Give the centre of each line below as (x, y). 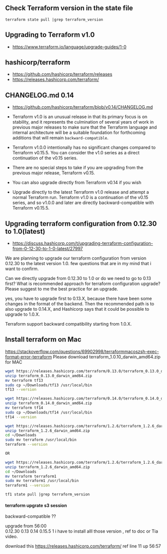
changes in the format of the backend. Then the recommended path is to (80, 304)
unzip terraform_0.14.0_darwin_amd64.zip (49, 403)
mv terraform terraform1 (31, 476)
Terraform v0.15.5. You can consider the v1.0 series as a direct (76, 153)
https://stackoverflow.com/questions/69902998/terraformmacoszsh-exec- (82, 351)
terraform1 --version (28, 485)
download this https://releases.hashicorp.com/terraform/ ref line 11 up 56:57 (83, 546)
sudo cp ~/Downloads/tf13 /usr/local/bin (49, 385)
